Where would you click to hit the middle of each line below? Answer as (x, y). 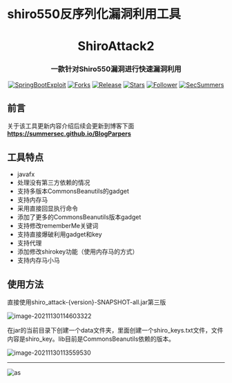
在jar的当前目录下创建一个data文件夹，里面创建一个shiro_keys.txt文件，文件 (115, 330)
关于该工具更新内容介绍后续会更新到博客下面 (71, 126)
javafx (26, 174)
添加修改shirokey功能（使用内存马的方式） (78, 252)
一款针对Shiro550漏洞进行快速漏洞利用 (116, 69)
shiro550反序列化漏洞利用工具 (94, 14)
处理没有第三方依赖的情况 (54, 183)
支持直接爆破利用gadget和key (59, 234)
